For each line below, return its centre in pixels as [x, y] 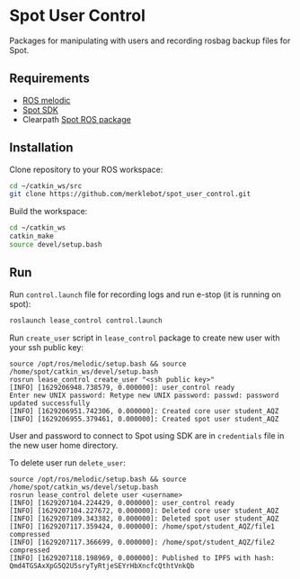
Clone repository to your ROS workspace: [86, 169]
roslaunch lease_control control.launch [86, 321]
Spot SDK [40, 110]
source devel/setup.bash [56, 245]
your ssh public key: [46, 347]
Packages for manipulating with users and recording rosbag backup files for [150, 41]
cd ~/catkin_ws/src [46, 185]
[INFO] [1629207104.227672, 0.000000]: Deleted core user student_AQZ [144, 511]
